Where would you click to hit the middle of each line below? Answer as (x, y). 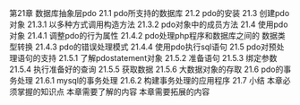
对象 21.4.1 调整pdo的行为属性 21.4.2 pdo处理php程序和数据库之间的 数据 (143, 35)
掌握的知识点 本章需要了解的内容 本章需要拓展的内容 (113, 92)
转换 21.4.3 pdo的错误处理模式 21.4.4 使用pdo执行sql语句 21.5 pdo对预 (147, 47)
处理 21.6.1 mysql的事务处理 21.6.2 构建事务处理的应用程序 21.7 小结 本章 (150, 80)
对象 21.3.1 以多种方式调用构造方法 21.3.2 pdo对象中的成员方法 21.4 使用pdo (149, 24)
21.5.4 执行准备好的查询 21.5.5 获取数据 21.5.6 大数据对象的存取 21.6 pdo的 (146, 69)
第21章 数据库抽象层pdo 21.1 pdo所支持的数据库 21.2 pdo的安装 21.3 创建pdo (150, 13)
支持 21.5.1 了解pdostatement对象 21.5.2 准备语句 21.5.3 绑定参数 (159, 58)
